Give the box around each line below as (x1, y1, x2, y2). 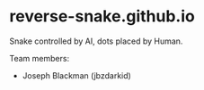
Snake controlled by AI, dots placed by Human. (9, 36, 183, 46)
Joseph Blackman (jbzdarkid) (22, 70, 132, 81)
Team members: (9, 53, 70, 63)
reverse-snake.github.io (9, 6, 195, 27)
